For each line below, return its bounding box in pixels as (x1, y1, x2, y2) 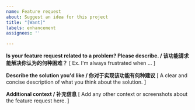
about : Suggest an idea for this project (6, 14, 109, 20)
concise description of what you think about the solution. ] (6, 78, 147, 85)
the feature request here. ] (6, 97, 69, 104)
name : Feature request (6, 8, 61, 15)
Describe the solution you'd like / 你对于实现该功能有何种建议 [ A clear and (6, 72, 188, 79)
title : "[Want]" (6, 19, 46, 25)
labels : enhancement (6, 25, 57, 31)
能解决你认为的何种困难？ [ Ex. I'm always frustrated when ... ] (6, 60, 156, 67)
